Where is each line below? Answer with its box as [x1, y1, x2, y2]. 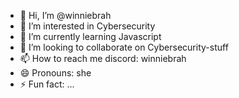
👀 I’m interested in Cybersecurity [19, 20, 156, 32]
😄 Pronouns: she [19, 67, 92, 79]
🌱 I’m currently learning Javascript [19, 31, 162, 42]
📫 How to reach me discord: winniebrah [19, 53, 187, 64]
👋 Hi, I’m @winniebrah [19, 10, 112, 21]
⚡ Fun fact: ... [19, 78, 75, 90]
